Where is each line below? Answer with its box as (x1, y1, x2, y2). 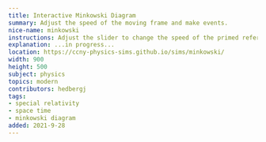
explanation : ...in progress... (8, 41, 115, 49)
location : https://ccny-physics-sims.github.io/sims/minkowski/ (8, 48, 225, 56)
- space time (8, 107, 51, 115)
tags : (8, 92, 26, 100)
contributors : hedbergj (8, 84, 87, 93)
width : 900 (8, 56, 44, 64)
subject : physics (8, 70, 66, 78)
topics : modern (8, 77, 59, 85)
